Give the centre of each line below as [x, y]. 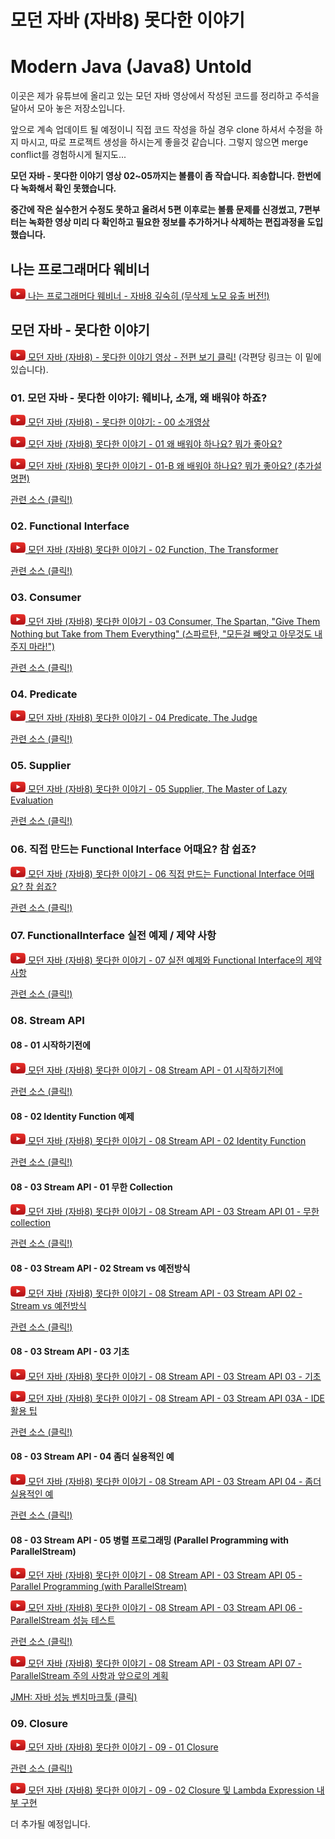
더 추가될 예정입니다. [50, 1824]
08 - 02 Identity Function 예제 [72, 1116]
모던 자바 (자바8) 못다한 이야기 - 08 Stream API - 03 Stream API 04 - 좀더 [174, 1481]
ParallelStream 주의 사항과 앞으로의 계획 [89, 1676]
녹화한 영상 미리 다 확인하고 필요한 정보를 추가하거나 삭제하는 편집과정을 [167, 222]
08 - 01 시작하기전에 [50, 1045]
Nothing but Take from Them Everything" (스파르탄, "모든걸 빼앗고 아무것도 [161, 633]
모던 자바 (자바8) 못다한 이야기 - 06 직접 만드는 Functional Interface [162, 873]
